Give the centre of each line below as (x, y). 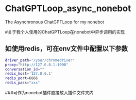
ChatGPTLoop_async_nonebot (68, 8)
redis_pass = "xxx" (23, 83)
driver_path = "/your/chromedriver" (40, 60)
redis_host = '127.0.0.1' (29, 74)
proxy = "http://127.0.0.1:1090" (37, 65)
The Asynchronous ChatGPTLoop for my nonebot (55, 22)
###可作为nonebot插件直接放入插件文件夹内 (49, 92)
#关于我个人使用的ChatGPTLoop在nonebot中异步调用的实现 (65, 32)
